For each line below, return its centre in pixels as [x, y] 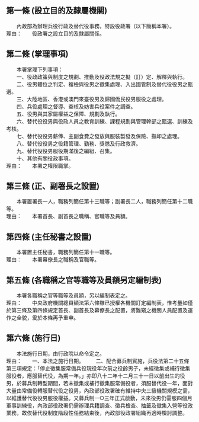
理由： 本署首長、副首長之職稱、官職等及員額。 [68, 216]
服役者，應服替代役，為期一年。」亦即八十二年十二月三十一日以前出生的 [93, 376]
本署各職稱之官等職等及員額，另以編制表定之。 [73, 296]
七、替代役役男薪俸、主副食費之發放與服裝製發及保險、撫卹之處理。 [99, 136]
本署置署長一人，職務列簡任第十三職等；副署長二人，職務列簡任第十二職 [105, 202]
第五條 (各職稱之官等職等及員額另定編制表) [84, 280]
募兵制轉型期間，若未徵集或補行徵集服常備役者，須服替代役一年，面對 [107, 383]
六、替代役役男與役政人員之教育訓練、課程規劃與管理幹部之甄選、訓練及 [105, 121]
